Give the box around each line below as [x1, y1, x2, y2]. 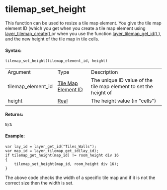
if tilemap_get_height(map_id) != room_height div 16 [5, 153, 119, 158]
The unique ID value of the [91, 77, 153, 84]
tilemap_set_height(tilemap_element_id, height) [5, 58, 108, 63]
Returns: [5, 111, 24, 117]
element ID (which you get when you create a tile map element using [5, 25, 146, 31]
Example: [5, 133, 25, 139]
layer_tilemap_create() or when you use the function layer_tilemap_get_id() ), [5, 30, 162, 36]
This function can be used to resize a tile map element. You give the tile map [5, 20, 162, 26]
